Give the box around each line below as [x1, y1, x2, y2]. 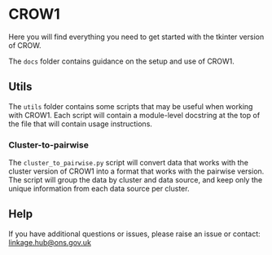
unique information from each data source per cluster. [8, 184, 190, 194]
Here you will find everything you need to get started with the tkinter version [8, 32, 265, 42]
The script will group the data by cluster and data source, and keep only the [8, 175, 263, 185]
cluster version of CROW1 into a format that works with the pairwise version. [8, 166, 265, 176]
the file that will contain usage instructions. [8, 119, 153, 129]
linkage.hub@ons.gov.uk [8, 237, 92, 247]
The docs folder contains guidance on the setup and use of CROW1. [8, 56, 235, 66]
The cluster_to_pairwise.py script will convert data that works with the [8, 158, 248, 168]
